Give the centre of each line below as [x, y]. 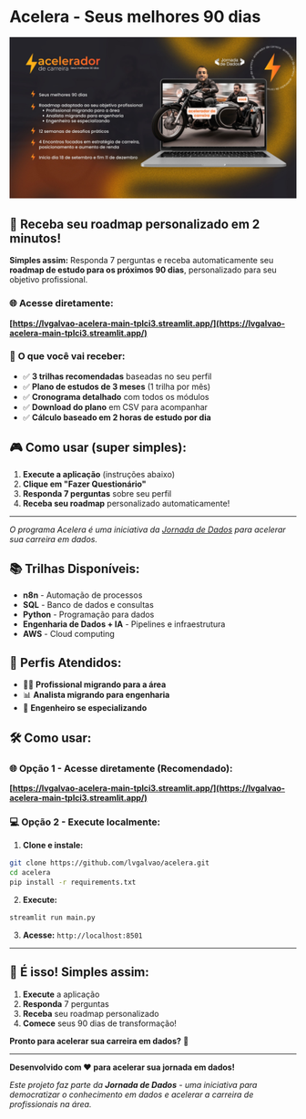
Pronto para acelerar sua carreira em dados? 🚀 [99, 1041]
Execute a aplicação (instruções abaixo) [99, 474]
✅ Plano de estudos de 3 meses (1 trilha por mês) [117, 386]
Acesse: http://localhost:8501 [82, 935]
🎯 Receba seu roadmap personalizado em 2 [135, 224]
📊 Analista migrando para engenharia [96, 695]
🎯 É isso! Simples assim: [80, 972]
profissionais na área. [51, 1104]
